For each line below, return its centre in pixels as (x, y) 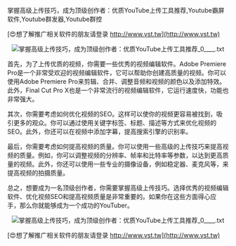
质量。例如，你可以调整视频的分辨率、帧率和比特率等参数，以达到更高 (121, 155)
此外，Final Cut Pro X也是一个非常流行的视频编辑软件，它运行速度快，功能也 (118, 90)
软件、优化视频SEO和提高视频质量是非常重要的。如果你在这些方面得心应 (112, 196)
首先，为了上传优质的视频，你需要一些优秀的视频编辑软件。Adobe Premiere (117, 64)
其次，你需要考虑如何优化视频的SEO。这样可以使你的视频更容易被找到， (112, 114)
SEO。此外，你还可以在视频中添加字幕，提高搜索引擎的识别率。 (100, 131)
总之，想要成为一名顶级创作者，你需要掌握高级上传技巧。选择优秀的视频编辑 (118, 188)
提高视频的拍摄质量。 (38, 173)
